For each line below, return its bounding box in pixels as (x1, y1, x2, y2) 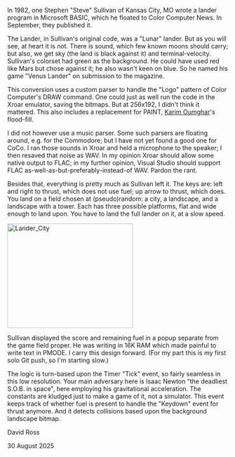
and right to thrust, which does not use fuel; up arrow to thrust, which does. (7, 187, 226, 195)
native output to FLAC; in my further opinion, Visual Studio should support (7, 159, 221, 167)
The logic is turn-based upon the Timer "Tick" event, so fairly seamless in (7, 370, 221, 378)
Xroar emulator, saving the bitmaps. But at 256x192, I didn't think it (7, 100, 200, 108)
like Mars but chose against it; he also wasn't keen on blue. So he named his (7, 65, 228, 72)
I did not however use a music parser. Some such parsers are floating (7, 129, 208, 137)
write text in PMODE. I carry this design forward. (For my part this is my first (7, 349, 227, 357)
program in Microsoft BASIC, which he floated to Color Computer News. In (7, 13, 222, 22)
